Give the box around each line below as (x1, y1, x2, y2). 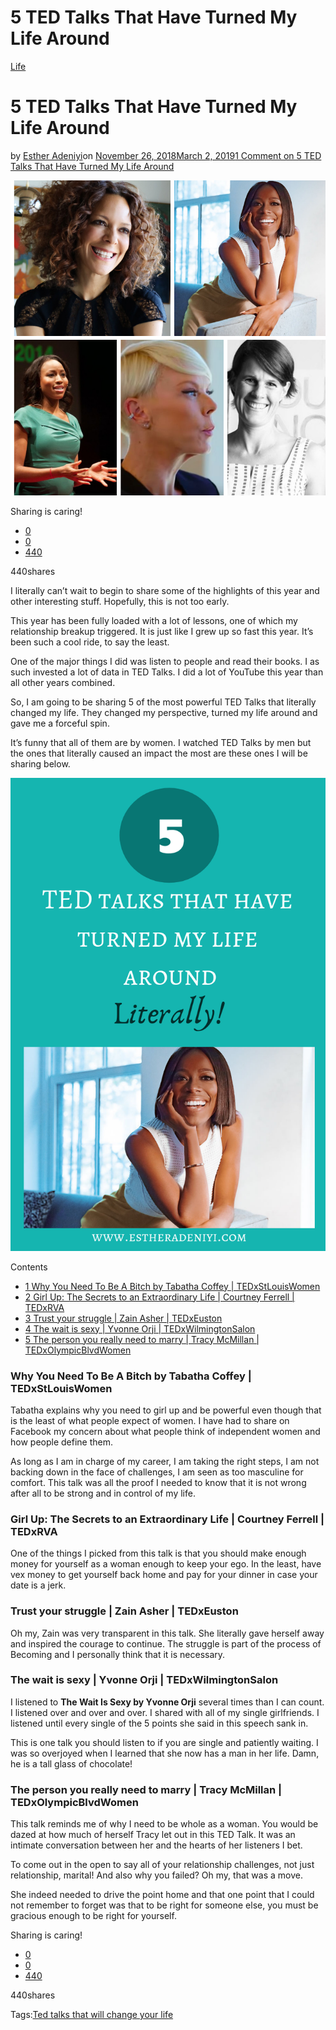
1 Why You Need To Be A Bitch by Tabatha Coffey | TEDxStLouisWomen (24, 1280, 321, 1292)
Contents (10, 1261, 48, 1273)
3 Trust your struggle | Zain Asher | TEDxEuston (24, 1312, 223, 1324)
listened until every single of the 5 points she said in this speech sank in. (10, 1717, 309, 1729)
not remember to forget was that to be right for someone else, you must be (10, 1899, 319, 1911)
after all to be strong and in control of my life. (10, 1487, 196, 1499)
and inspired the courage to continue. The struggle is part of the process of (10, 1637, 322, 1650)
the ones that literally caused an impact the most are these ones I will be (10, 747, 308, 759)
